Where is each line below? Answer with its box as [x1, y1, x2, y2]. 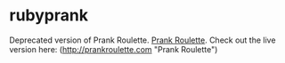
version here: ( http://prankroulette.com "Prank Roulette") [9, 43, 218, 54]
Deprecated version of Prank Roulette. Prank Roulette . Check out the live [9, 35, 276, 45]
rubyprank [9, 5, 89, 26]
